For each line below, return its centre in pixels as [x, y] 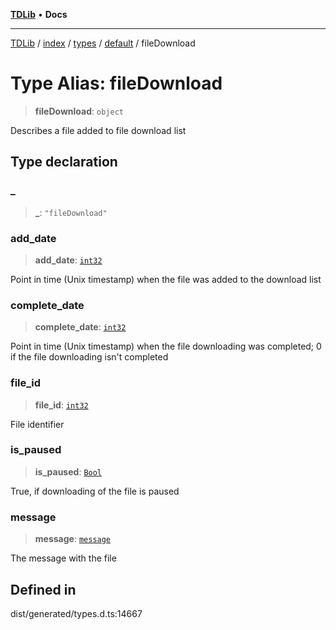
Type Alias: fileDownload [116, 83]
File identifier [37, 424]
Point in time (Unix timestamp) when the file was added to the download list [166, 279]
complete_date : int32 [80, 327]
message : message [73, 539]
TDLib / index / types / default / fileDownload [103, 43]
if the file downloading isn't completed [89, 357]
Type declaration [64, 162]
